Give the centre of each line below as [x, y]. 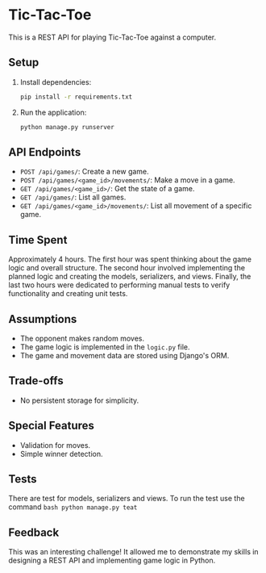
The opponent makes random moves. [82, 338]
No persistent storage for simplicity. [79, 400]
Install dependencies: [56, 82]
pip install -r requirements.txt [76, 97]
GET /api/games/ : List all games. [73, 197]
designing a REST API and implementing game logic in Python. [112, 560]
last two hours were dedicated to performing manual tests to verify [119, 285]
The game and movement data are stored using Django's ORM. [125, 355]
